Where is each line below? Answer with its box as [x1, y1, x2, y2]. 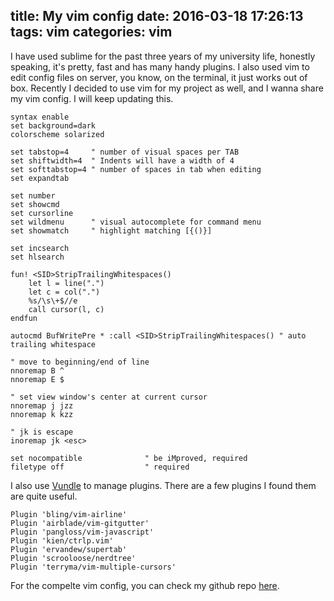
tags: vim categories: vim [10, 24, 173, 41]
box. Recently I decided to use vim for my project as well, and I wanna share [10, 82, 324, 94]
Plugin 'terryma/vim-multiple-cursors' [10, 562, 177, 572]
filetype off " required [10, 462, 190, 472]
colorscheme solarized [10, 129, 105, 139]
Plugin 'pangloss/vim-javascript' [10, 527, 155, 537]
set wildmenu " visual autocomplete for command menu [10, 217, 262, 227]
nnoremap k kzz [10, 409, 74, 419]
